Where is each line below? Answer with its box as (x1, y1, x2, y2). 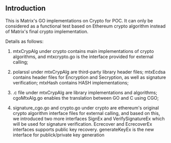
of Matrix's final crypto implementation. (5, 28, 89, 35)
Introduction (5, 4, 46, 13)
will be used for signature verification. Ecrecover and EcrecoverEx (12, 121, 153, 127)
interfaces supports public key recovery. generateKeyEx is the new (12, 126, 155, 132)
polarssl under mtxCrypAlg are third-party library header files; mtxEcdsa (12, 69, 166, 75)
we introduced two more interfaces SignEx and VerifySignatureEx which (12, 116, 165, 122)
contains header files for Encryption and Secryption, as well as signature (12, 74, 166, 80)
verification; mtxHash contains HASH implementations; (12, 79, 129, 85)
